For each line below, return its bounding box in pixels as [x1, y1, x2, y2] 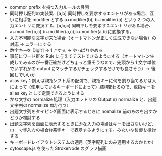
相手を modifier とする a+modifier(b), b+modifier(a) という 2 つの [18, 17, 151, 22]
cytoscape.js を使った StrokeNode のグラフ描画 [9, 145, 107, 151]
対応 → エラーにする [9, 41, 52, 47]
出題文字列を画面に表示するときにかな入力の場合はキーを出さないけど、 [9, 121, 156, 127]
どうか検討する [9, 115, 40, 120]
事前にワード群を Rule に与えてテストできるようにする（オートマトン [9, 53, 150, 59]
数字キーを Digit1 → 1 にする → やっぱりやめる [9, 47, 103, 53]
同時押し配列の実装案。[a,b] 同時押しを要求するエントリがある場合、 [9, 10, 150, 16]
